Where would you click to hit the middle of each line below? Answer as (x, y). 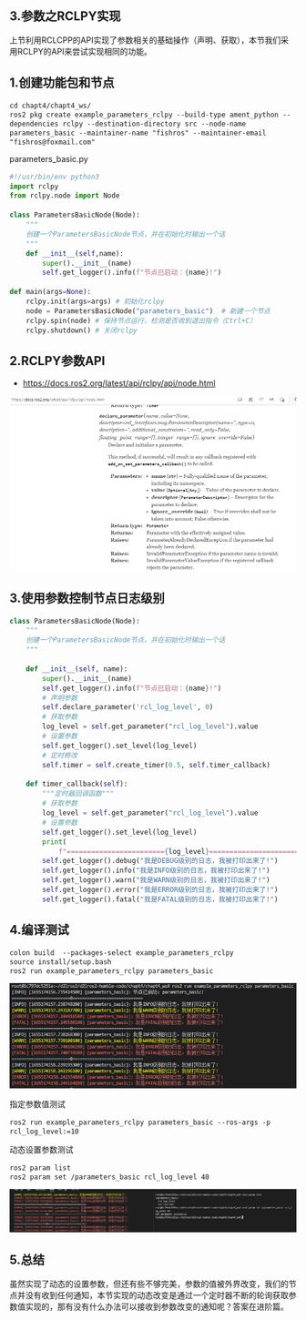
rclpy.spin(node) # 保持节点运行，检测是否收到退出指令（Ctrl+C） (141, 320)
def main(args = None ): (51, 292)
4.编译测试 (40, 930)
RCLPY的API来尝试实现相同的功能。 (84, 51)
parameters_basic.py (49, 158)
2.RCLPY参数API (57, 361)
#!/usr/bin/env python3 (55, 177)
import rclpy (34, 186)
